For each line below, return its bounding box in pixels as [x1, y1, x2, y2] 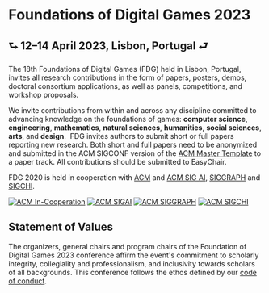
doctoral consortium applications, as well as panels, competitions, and [8, 82, 242, 90]
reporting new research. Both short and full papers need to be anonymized [8, 140, 258, 149]
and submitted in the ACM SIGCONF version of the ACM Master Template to [8, 149, 261, 158]
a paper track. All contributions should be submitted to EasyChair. [8, 157, 227, 166]
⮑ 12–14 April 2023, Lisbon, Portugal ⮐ [8, 39, 208, 52]
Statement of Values [8, 220, 114, 234]
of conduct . [8, 276, 47, 286]
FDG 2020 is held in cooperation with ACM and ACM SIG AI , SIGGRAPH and [8, 173, 261, 182]
